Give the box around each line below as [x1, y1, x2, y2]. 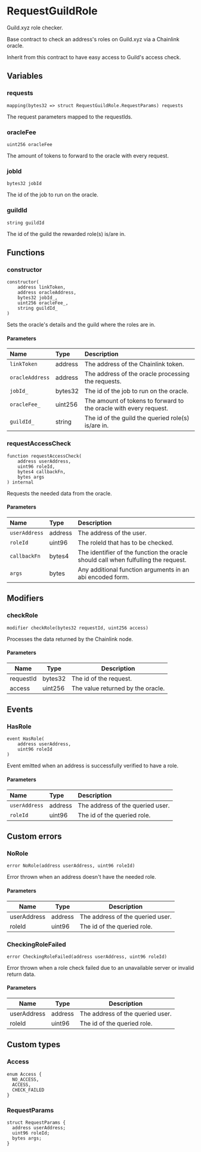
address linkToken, [17, 285, 66, 291]
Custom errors [7, 832, 62, 842]
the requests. [84, 377, 122, 386]
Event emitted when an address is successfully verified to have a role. [7, 762, 179, 769]
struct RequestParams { [7, 1120, 66, 1126]
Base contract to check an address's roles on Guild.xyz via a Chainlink [7, 35, 180, 43]
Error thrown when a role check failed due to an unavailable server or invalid [7, 964, 194, 971]
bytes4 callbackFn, [17, 468, 66, 474]
